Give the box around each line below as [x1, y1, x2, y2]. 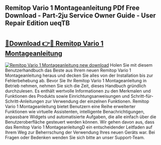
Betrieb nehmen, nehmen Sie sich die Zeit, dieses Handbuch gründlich [5, 83, 146, 89]
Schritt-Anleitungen [5, 98, 44, 104]
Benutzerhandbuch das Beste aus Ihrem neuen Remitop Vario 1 [5, 68, 131, 73]
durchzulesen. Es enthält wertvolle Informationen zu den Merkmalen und [5, 88, 151, 94]
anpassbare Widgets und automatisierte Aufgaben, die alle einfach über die [5, 114, 157, 120]
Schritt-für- [130, 93, 154, 99]
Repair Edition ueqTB [5, 19, 70, 27]
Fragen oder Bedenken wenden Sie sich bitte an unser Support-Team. [5, 135, 145, 140]
